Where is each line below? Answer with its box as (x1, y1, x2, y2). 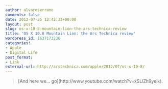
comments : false (5, 12, 40, 17)
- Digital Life (5, 50, 38, 55)
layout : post (5, 21, 33, 27)
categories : (5, 41, 31, 46)
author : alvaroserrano (5, 7, 54, 13)
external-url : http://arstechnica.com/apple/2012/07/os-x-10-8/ (5, 64, 145, 69)
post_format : (5, 54, 33, 60)
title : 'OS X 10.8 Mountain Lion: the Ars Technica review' (5, 31, 136, 36)
